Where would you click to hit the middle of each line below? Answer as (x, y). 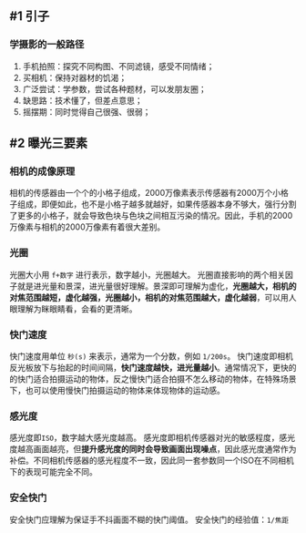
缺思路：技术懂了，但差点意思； (82, 100)
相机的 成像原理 (42, 171)
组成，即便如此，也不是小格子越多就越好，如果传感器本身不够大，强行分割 (157, 204)
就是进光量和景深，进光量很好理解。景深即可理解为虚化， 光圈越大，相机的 (157, 286)
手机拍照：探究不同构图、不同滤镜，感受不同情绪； (118, 66)
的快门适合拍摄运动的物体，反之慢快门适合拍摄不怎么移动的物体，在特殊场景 (153, 379)
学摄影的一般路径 (47, 45)
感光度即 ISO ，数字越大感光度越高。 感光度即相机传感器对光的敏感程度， (144, 438)
